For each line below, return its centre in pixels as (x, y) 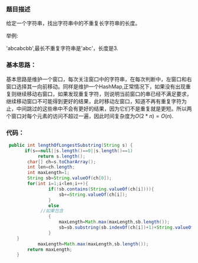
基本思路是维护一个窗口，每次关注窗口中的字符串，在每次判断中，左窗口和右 (99, 79)
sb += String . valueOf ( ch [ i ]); (93, 195)
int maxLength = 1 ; (48, 173)
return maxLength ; (50, 249)
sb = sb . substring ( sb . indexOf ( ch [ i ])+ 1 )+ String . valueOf (126, 228)
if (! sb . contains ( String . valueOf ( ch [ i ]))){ (101, 189)
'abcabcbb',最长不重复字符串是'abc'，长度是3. (62, 48)
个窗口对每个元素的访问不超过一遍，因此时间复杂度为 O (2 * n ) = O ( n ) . (90, 116)
